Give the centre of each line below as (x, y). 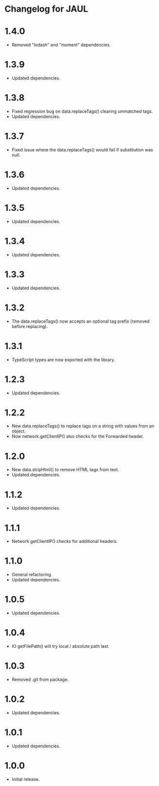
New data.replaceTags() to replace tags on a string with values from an (83, 426)
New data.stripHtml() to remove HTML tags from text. (65, 470)
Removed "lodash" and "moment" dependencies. (61, 45)
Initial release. (26, 779)
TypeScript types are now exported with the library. (63, 359)
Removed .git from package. (40, 679)
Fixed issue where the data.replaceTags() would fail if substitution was (82, 149)
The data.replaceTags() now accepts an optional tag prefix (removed (80, 321)
